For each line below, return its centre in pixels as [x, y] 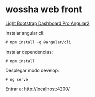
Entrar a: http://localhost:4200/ [37, 89]
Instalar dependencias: [29, 52]
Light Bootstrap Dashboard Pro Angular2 [47, 23]
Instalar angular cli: [25, 33]
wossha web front [44, 9]
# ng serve [17, 79]
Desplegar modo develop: [32, 70]
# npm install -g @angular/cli [38, 42]
